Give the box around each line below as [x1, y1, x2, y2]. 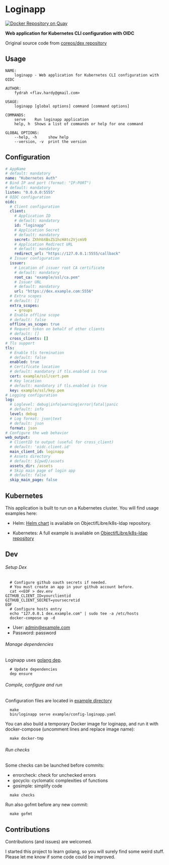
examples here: [5, 511, 37, 516]
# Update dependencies [10, 667, 58, 672]
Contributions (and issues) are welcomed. [5, 839, 92, 845]
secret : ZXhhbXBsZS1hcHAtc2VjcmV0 [14, 237, 87, 242]
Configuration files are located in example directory [5, 698, 112, 703]
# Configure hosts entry [10, 606, 62, 611]
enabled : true [10, 359, 39, 365]
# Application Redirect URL [14, 242, 73, 247]
